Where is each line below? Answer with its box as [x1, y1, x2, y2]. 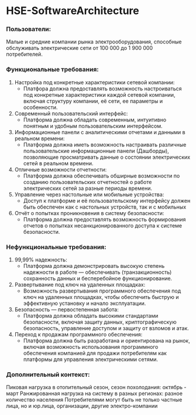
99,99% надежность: [14, 256, 67, 263]
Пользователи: [6, 25, 51, 33]
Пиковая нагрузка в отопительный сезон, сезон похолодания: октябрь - [6, 384, 187, 391]
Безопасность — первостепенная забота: [14, 306, 119, 313]
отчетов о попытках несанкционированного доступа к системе [23, 222, 183, 229]
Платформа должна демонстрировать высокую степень [23, 263, 165, 270]
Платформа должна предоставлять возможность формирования [23, 216, 186, 223]
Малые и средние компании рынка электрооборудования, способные [6, 38, 182, 45]
